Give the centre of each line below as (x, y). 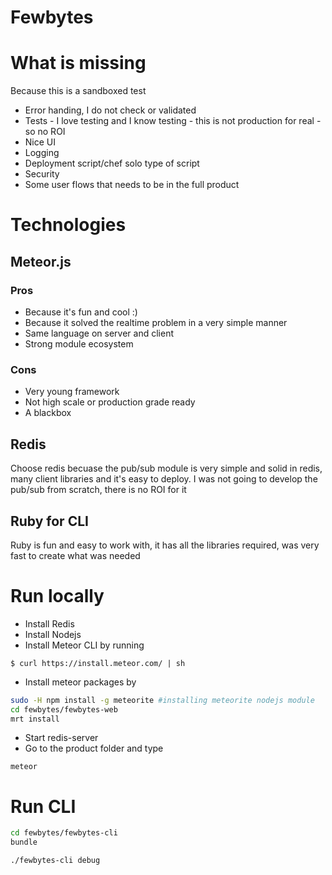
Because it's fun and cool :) (81, 312)
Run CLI (43, 806)
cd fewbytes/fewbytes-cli (64, 833)
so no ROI (45, 132)
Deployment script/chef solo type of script (112, 163)
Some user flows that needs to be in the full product (132, 185)
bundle (24, 842)
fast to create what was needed (75, 555)
